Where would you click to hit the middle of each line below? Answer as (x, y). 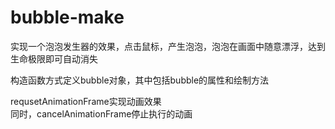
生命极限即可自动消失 (54, 58)
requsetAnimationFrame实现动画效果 (86, 101)
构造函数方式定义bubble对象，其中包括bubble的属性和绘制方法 (140, 80)
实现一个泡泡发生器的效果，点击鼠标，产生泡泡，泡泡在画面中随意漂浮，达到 (168, 46)
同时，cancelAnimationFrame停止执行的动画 (101, 113)
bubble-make (67, 17)
